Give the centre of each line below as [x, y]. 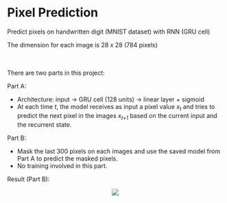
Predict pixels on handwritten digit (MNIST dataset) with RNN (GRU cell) [109, 32]
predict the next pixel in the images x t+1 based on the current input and [117, 116]
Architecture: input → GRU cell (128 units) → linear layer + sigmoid [110, 99]
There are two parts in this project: [56, 73]
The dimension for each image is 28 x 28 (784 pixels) [82, 45]
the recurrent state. [44, 124]
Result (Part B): [28, 179]
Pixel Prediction [53, 13]
